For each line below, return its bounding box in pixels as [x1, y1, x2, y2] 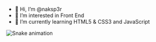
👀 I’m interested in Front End [14, 12, 85, 19]
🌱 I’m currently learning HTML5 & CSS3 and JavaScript [14, 18, 150, 25]
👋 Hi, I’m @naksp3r [14, 6, 63, 12]
